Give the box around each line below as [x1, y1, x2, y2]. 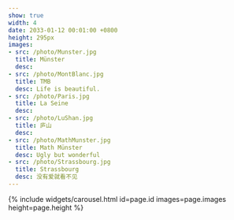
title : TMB [15, 77, 51, 85]
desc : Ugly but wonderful [15, 151, 101, 158]
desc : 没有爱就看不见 [15, 173, 78, 181]
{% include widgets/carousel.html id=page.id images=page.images [8, 194, 227, 203]
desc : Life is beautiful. [15, 84, 101, 93]
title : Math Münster [15, 144, 83, 151]
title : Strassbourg [15, 166, 80, 173]
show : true [8, 11, 44, 20]
